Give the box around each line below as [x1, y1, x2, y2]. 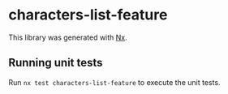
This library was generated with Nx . [8, 32, 127, 42]
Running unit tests [8, 56, 103, 70]
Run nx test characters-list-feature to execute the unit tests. [8, 77, 221, 87]
